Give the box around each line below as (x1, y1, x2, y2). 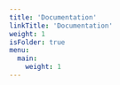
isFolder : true (9, 37, 66, 47)
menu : (9, 46, 29, 55)
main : (17, 54, 38, 63)
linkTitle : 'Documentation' (9, 21, 114, 30)
